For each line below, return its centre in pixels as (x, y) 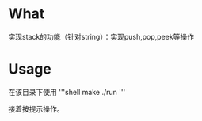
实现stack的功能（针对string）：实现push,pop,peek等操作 (101, 36)
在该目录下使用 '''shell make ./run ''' (67, 92)
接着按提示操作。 (36, 108)
